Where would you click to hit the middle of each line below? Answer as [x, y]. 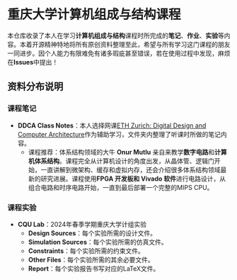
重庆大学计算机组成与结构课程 [94, 15]
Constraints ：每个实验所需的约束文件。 [86, 251]
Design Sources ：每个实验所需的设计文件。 [92, 233]
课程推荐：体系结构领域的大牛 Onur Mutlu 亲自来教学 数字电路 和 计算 [128, 152]
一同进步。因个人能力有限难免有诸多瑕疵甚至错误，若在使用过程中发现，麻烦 [119, 53]
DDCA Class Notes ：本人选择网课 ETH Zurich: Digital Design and [112, 125]
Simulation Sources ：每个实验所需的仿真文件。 [98, 242]
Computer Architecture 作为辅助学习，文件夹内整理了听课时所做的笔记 [119, 134]
